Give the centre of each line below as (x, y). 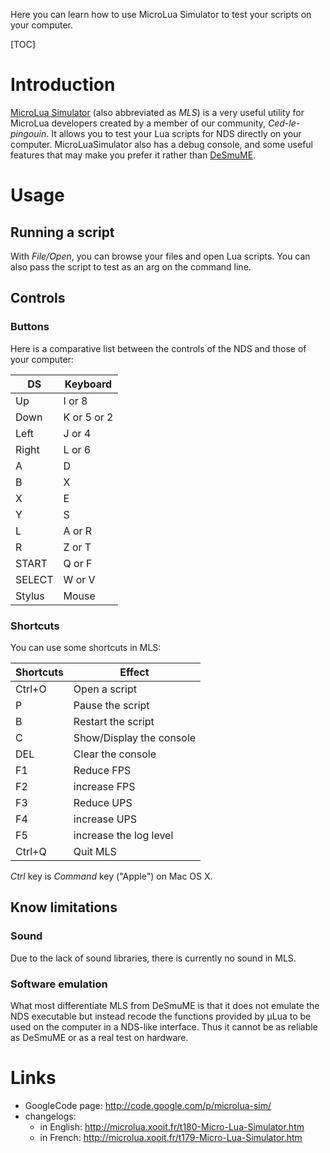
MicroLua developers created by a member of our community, (138, 123)
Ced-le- (284, 123)
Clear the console (115, 754)
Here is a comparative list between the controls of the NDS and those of (158, 348)
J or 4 (77, 433)
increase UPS (105, 819)
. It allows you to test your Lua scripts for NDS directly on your (174, 133)
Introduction (63, 85)
